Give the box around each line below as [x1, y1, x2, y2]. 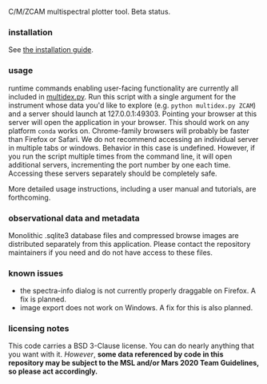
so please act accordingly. [8, 366, 98, 376]
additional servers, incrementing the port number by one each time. [8, 160, 231, 169]
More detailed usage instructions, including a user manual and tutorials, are [8, 184, 257, 193]
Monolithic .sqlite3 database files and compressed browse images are [8, 230, 239, 240]
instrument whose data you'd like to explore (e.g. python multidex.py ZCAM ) [8, 100, 257, 110]
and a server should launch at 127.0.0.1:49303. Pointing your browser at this [8, 108, 257, 119]
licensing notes [8, 323, 70, 334]
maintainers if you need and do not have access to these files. [8, 248, 213, 257]
